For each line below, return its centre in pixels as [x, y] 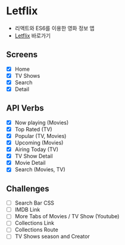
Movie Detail [30, 163]
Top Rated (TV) [33, 129]
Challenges [28, 189]
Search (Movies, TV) [40, 169]
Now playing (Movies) [42, 122]
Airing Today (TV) [36, 149]
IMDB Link [27, 210]
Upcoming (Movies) [39, 143]
